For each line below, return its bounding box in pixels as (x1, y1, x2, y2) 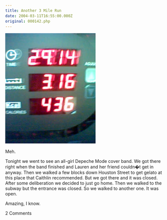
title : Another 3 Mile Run (5, 8, 62, 13)
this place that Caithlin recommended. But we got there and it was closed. (5, 175, 158, 181)
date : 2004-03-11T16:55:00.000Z (5, 13, 73, 19)
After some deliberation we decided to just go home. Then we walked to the (5, 180, 162, 186)
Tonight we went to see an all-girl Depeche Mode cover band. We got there (5, 158, 161, 164)
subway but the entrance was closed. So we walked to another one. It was (5, 185, 159, 191)
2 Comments (5, 210, 32, 216)
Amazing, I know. (5, 200, 41, 206)
